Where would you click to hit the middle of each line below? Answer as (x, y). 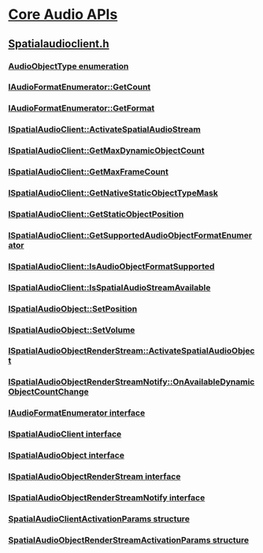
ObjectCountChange (48, 392)
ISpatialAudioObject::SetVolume (72, 330)
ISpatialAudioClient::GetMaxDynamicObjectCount (106, 151)
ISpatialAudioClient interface (65, 434)
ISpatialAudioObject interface (66, 455)
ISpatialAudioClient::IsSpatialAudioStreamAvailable (109, 287)
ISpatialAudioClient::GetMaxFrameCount (89, 172)
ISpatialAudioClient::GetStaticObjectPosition (96, 214)
